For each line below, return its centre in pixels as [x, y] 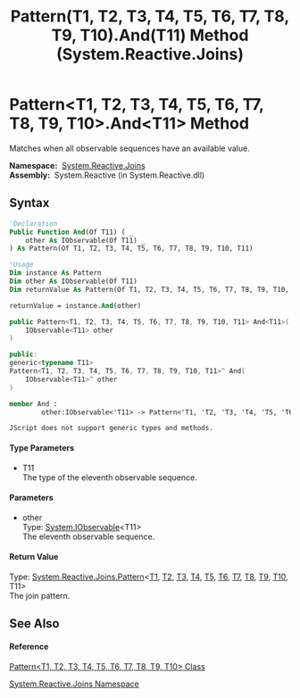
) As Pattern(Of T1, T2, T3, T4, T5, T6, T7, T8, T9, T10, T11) [131, 249]
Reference [29, 646]
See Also [34, 623]
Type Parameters [42, 447]
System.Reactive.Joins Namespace [75, 684]
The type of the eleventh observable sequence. [110, 477]
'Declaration [33, 224]
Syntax [29, 203]
